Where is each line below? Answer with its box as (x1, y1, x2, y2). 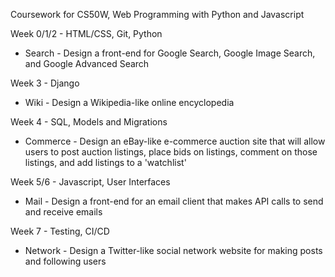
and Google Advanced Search (24, 58, 150, 69)
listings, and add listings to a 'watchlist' (24, 157, 187, 168)
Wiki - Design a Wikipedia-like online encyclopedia (24, 97, 235, 108)
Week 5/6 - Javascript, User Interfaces (10, 176, 171, 188)
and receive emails (24, 206, 103, 218)
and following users (24, 255, 107, 267)
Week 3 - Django (10, 77, 80, 89)
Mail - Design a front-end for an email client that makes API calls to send (24, 195, 324, 207)
